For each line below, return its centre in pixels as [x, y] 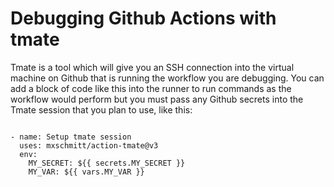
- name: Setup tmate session [71, 137]
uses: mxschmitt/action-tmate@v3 [89, 145]
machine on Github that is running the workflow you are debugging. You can [167, 78]
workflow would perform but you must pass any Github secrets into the [157, 99]
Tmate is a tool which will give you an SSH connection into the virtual [152, 67]
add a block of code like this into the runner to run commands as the [151, 88]
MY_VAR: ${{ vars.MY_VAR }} [86, 172]
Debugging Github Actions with [143, 18]
